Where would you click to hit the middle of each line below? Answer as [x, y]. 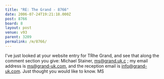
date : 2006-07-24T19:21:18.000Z [38, 14]
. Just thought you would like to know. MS [62, 71]
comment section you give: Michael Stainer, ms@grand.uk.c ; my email [77, 61]
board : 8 [14, 23]
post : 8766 [16, 19]
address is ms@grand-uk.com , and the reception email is [63, 66]
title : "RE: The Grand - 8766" [37, 10]
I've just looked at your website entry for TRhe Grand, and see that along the [82, 55]
